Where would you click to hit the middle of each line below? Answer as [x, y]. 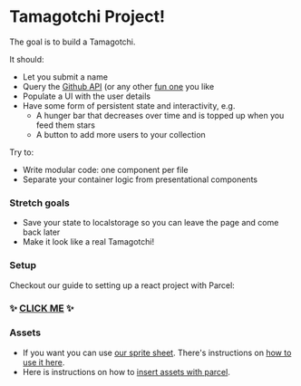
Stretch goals [39, 203]
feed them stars [65, 125]
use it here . [44, 362]
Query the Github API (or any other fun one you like [118, 86]
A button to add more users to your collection [121, 134]
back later [41, 232]
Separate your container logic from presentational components [140, 179]
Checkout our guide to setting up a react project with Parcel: [122, 285]
